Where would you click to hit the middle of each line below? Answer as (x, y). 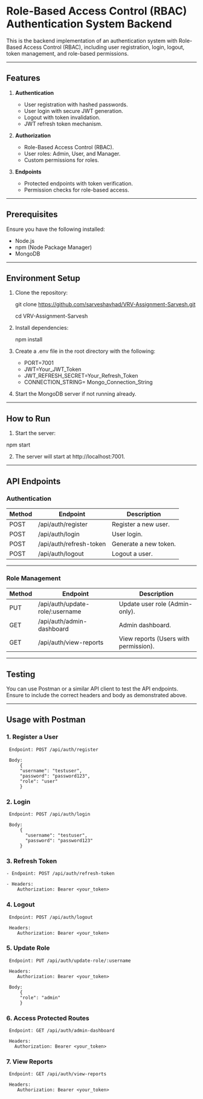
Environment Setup (43, 278)
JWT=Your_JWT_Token (53, 369)
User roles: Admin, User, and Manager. (72, 153)
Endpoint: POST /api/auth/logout (51, 917)
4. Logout (21, 904)
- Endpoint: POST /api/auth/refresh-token (60, 874)
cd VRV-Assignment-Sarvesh (51, 316)
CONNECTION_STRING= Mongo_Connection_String (88, 382)
